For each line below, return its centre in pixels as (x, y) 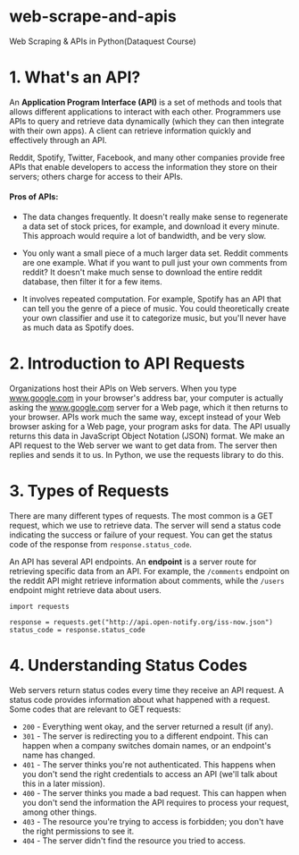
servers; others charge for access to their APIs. (96, 176)
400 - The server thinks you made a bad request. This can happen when (154, 792)
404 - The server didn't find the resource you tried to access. (134, 840)
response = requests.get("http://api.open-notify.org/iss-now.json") (141, 622)
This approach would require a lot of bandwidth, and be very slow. (144, 236)
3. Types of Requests (89, 491)
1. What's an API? (75, 77)
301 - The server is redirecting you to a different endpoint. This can (145, 736)
